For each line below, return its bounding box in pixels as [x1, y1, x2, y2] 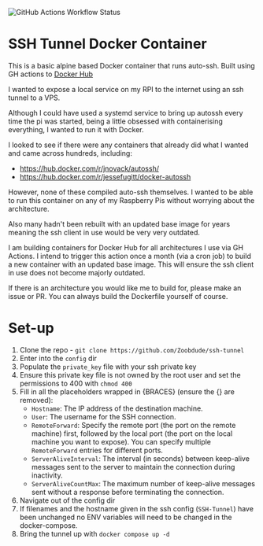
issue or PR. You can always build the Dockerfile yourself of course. [8, 291, 228, 301]
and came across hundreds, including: [8, 148, 132, 157]
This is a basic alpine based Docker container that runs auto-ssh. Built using [8, 61, 256, 70]
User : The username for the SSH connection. [31, 411, 176, 421]
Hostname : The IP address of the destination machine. [31, 404, 203, 413]
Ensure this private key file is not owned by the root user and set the [19, 370, 242, 379]
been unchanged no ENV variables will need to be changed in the [19, 512, 232, 522]
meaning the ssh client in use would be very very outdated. [8, 227, 201, 237]
